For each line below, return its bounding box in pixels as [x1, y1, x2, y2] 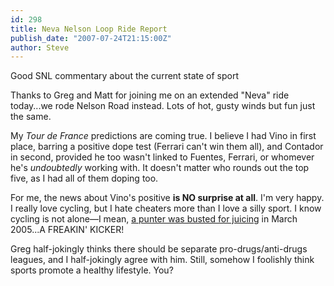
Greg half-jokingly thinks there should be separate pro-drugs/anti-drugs [10, 243, 308, 255]
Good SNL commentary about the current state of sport [10, 70, 240, 82]
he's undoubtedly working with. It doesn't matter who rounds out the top [10, 162, 310, 174]
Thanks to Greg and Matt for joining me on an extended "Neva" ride [10, 89, 290, 101]
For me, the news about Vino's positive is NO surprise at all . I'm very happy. [10, 192, 325, 204]
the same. [10, 111, 52, 123]
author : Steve [10, 42, 70, 53]
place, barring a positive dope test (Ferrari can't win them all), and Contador [10, 141, 324, 153]
